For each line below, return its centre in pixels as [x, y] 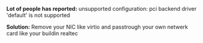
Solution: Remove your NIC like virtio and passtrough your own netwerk [97, 27]
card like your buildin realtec [42, 33]
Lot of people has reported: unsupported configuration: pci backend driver [101, 9]
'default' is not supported [38, 15]
